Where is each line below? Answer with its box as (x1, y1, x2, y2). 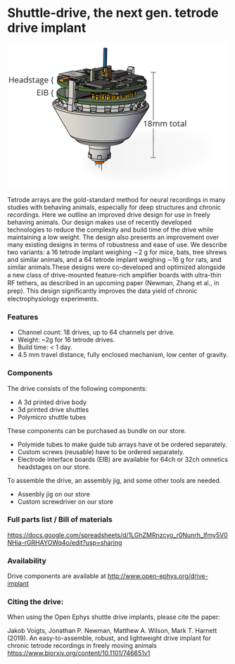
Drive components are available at (7, 572, 107, 580)
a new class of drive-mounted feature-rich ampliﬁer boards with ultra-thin (7, 270, 222, 279)
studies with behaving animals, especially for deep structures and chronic (7, 203, 222, 211)
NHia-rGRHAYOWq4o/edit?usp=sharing (7, 538, 122, 546)
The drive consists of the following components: (7, 384, 148, 392)
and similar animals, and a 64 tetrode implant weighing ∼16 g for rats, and (7, 255, 222, 263)
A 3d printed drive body (17, 398, 87, 406)
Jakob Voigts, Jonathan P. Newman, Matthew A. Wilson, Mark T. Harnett (7, 627, 217, 635)
